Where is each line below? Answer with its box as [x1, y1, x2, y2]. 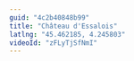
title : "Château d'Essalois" [9, 22, 118, 30]
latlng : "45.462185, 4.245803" [9, 30, 126, 39]
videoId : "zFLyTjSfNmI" [9, 38, 98, 48]
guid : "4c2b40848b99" [9, 13, 90, 22]
